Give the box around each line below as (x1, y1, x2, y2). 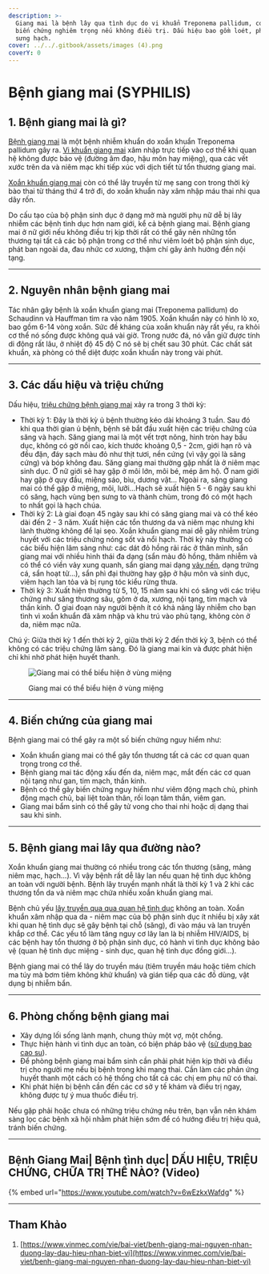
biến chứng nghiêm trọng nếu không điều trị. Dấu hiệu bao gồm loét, (15, 26, 252, 34)
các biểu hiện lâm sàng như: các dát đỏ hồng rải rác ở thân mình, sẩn (19, 543, 248, 552)
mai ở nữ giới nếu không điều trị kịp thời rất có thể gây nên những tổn (8, 228, 237, 237)
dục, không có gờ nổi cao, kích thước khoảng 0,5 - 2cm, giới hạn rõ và (19, 440, 252, 450)
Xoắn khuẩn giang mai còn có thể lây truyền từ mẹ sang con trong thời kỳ (8, 178, 251, 187)
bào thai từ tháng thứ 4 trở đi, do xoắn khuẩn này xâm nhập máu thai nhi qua (8, 186, 260, 196)
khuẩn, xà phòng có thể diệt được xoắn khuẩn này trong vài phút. (8, 347, 223, 357)
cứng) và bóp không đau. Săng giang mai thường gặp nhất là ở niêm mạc (19, 458, 260, 467)
